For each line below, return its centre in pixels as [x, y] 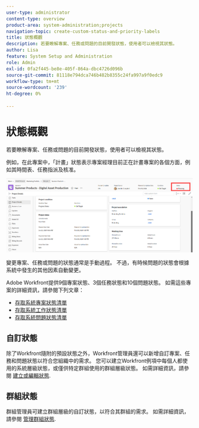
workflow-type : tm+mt [33, 81]
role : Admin [21, 62]
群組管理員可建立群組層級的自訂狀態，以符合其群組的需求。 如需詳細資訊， [98, 411]
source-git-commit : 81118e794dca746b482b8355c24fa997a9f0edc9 [84, 75]
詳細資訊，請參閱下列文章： [50, 290]
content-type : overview [36, 19]
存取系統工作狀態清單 [41, 310]
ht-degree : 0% [24, 94]
